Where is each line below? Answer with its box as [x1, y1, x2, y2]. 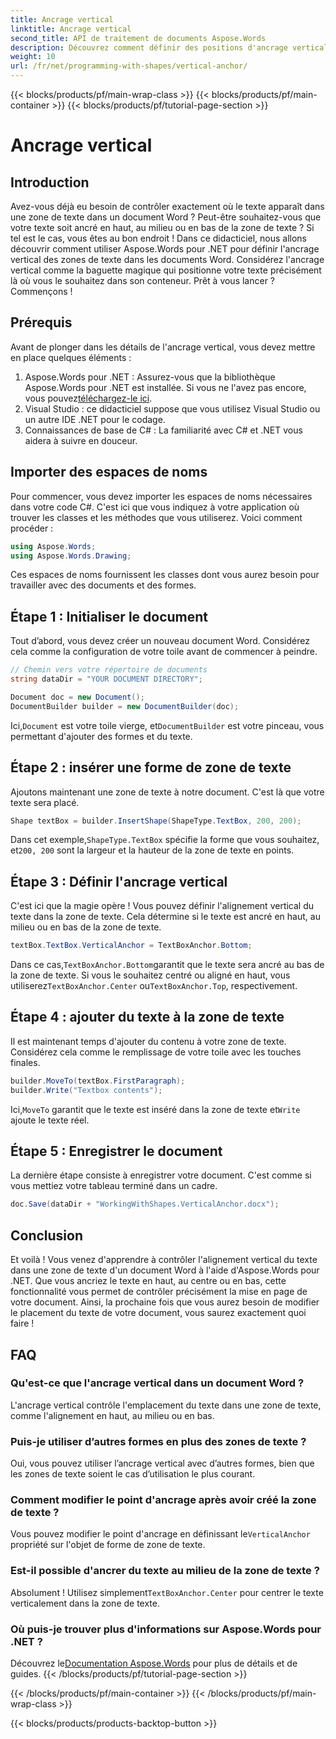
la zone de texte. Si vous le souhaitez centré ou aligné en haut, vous [10, 969, 291, 981]
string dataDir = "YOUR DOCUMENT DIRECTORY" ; [10, 674, 203, 685]
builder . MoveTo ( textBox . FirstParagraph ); [10, 1076, 186, 1086]
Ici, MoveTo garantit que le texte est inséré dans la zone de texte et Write [10, 1103, 301, 1115]
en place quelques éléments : [10, 351, 132, 363]
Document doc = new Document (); [10, 692, 145, 702]
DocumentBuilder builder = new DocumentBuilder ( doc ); [10, 701, 240, 711]
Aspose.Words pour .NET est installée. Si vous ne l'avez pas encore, [24, 381, 307, 393]
